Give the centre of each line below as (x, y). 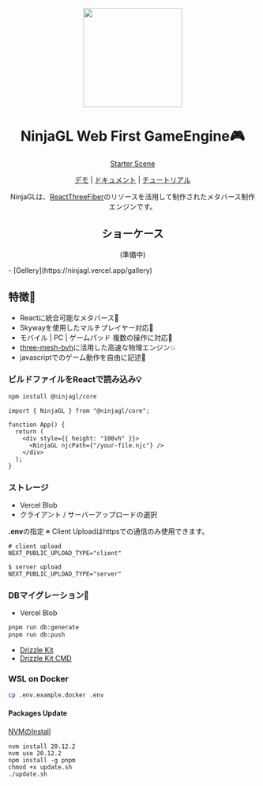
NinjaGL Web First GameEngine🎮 (133, 136)
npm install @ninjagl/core (53, 396)
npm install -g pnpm (42, 761)
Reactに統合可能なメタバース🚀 (69, 317)
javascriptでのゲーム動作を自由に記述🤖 (83, 357)
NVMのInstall (30, 731)
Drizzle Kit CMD (46, 659)
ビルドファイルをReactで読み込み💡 (75, 380)
